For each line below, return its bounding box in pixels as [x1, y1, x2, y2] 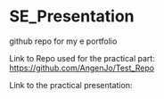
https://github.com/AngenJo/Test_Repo [9, 62, 154, 73]
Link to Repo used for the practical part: [9, 53, 156, 63]
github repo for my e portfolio [9, 36, 118, 46]
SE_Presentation [9, 6, 135, 27]
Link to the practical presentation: [9, 79, 133, 90]
